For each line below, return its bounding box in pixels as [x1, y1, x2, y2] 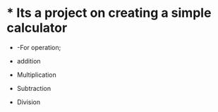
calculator [6, 20, 68, 36]
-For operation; [16, 43, 61, 51]
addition [16, 56, 41, 65]
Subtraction [16, 84, 51, 92]
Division [16, 97, 40, 106]
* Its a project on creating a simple [6, 5, 212, 21]
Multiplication [16, 70, 57, 79]
